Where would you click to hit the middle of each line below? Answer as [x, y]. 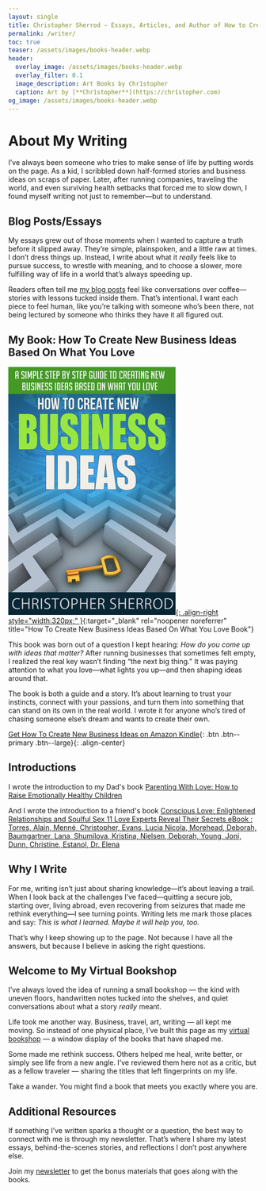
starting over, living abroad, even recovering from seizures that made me [127, 905]
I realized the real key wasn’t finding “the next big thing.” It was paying [123, 661]
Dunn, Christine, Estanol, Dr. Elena [64, 844]
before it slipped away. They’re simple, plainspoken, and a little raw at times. [133, 249]
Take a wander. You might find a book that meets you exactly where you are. [133, 1086]
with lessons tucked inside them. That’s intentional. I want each [135, 298]
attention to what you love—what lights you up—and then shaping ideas [125, 670]
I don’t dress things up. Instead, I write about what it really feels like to [122, 257]
